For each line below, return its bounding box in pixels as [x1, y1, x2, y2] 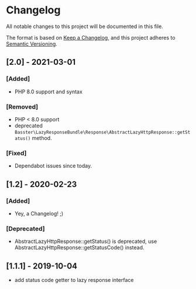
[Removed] [6, 103, 39, 111]
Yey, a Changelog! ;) [14, 210, 64, 217]
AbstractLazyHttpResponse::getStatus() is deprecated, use [14, 238, 157, 245]
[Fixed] [6, 149, 27, 157]
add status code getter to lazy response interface [14, 277, 134, 284]
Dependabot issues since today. [14, 162, 92, 169]
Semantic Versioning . [6, 40, 57, 47]
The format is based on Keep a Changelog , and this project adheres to [6, 34, 176, 41]
